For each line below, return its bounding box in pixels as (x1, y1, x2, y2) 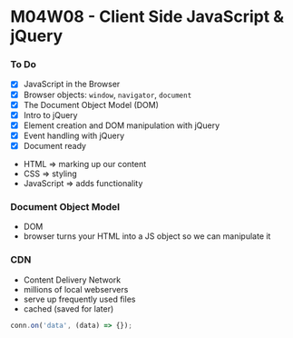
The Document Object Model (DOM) (23, 99, 160, 110)
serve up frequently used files (23, 293, 136, 304)
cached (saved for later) (23, 303, 114, 314)
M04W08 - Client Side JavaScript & (10, 6, 285, 27)
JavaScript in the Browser (23, 79, 121, 90)
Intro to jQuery (23, 109, 78, 120)
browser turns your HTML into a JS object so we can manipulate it (23, 231, 271, 242)
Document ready (23, 140, 87, 151)
